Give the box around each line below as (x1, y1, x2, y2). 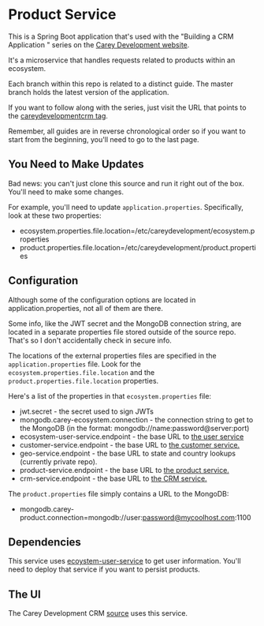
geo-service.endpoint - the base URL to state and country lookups (19, 448, 236, 458)
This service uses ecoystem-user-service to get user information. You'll (8, 557, 242, 566)
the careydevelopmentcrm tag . (8, 111, 109, 120)
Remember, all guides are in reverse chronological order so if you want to (8, 126, 246, 136)
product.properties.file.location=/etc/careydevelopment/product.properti (19, 242, 256, 252)
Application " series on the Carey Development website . (8, 39, 190, 49)
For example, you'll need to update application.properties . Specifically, (8, 202, 244, 212)
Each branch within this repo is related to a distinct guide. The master (8, 79, 234, 88)
